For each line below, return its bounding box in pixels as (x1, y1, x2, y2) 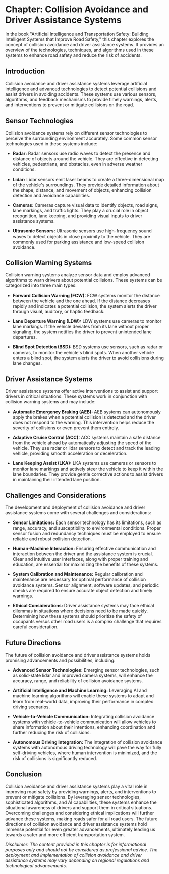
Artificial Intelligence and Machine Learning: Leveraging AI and (12, 687, 147, 693)
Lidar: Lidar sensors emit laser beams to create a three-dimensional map (12, 176, 164, 182)
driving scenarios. (12, 704, 50, 710)
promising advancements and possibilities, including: (5, 657, 116, 663)
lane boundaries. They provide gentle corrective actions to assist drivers (12, 471, 163, 477)
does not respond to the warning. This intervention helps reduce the (12, 420, 155, 426)
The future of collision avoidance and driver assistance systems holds (5, 652, 151, 658)
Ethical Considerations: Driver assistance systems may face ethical (12, 603, 154, 608)
